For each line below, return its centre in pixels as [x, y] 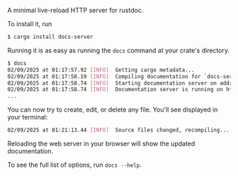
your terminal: [28, 117]
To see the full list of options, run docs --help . [74, 165]
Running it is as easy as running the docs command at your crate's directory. [119, 50]
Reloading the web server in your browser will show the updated [101, 143]
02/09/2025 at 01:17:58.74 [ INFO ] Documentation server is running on [115, 90]
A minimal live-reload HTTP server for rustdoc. [75, 10]
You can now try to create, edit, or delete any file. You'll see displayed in [113, 110]
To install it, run [30, 24]
